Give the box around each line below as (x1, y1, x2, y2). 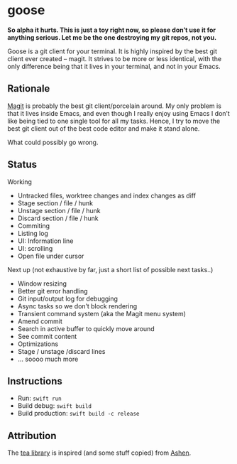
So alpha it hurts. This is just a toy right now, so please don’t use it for (7, 26, 216, 34)
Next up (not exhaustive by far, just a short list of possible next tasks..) (7, 265, 214, 274)
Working (7, 177, 32, 186)
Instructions (7, 375, 62, 387)
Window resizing (17, 279, 67, 288)
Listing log (17, 229, 48, 237)
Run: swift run (17, 394, 62, 403)
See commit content (17, 332, 77, 340)
